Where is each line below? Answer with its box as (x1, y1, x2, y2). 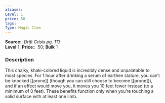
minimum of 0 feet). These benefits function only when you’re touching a (5, 88, 154, 94)
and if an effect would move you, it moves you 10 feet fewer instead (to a (5, 83, 153, 89)
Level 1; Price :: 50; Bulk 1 (5, 44, 58, 50)
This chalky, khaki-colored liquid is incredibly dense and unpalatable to (5, 67, 150, 74)
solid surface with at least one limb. (5, 94, 78, 100)
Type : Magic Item (5, 26, 41, 30)
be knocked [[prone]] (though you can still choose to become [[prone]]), (5, 78, 153, 84)
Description (5, 56, 34, 63)
